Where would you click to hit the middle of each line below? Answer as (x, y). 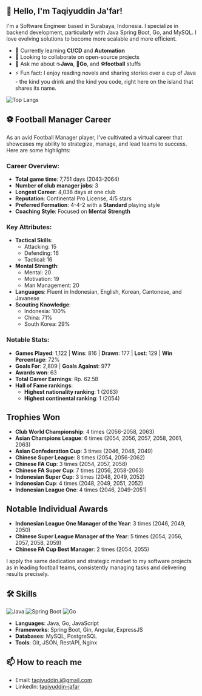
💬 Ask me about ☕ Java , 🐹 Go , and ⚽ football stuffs (78, 64)
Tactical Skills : (34, 240)
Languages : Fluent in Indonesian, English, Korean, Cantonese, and (98, 292)
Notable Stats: (28, 340)
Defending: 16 (42, 253)
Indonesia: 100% (45, 311)
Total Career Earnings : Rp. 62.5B (57, 379)
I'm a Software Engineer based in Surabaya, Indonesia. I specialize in (93, 25)
